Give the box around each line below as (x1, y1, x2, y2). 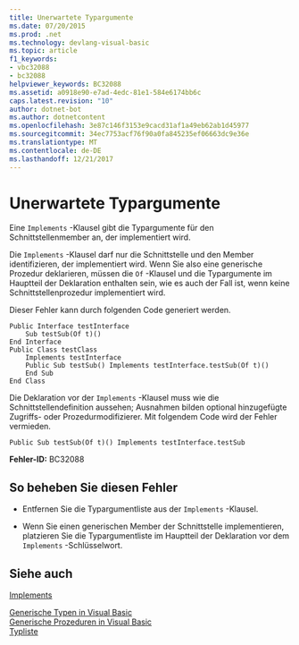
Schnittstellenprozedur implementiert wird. (9, 287, 166, 298)
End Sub (25, 369, 54, 378)
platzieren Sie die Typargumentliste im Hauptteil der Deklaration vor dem (21, 530, 290, 541)
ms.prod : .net (9, 30, 62, 38)
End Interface (9, 337, 62, 347)
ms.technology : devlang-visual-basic (9, 38, 150, 47)
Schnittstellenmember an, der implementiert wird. (9, 232, 191, 242)
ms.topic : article (9, 47, 78, 55)
